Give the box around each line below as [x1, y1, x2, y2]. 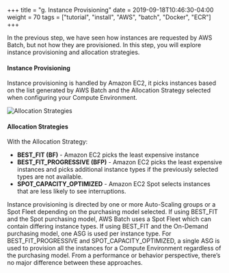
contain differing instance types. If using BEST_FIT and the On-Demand [7, 222, 208, 231]
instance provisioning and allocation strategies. [7, 48, 140, 56]
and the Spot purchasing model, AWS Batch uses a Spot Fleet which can [7, 215, 212, 223]
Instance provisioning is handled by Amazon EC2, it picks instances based [7, 79, 217, 88]
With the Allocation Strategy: [7, 138, 88, 146]
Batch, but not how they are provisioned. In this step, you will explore [7, 41, 202, 49]
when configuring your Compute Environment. [7, 94, 138, 102]
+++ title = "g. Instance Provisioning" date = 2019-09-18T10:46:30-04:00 [7, 6, 214, 14]
